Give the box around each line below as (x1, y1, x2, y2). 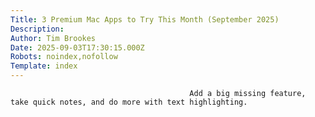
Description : (10, 24, 65, 34)
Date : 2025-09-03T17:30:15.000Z (10, 42, 145, 53)
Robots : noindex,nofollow (10, 52, 118, 62)
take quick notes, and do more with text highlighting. (10, 97, 248, 107)
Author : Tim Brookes (10, 33, 97, 43)
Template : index (10, 61, 78, 71)
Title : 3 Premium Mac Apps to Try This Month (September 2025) (10, 14, 280, 25)
